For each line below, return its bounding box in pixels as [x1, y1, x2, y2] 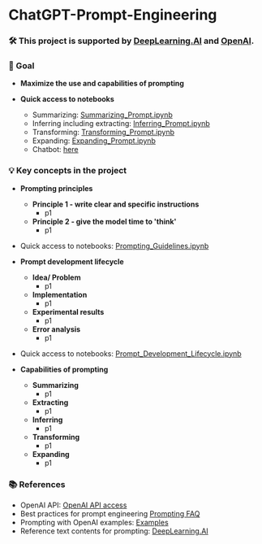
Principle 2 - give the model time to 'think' [32, 216, 177, 226]
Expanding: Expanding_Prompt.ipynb [32, 136, 157, 146]
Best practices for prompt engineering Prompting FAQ [19, 509, 200, 518]
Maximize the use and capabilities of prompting [19, 79, 185, 89]
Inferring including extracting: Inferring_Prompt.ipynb [32, 119, 211, 128]
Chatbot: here [32, 145, 79, 154]
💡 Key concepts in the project [8, 165, 127, 176]
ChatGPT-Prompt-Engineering [8, 6, 217, 24]
